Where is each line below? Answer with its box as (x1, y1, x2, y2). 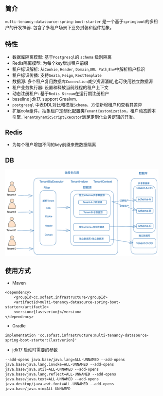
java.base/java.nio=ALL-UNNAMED (5, 386, 71, 391)
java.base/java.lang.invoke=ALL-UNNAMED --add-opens (5, 362, 114, 367)
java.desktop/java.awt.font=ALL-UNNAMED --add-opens (5, 381, 114, 386)
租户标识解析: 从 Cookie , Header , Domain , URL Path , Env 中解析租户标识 (12, 66, 145, 72)
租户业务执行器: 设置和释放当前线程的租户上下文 (12, 84, 109, 90)
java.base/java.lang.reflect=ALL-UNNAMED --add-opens (5, 372, 117, 377)
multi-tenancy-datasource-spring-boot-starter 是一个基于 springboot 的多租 (5, 18, 158, 24)
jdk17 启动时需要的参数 (12, 347, 58, 353)
